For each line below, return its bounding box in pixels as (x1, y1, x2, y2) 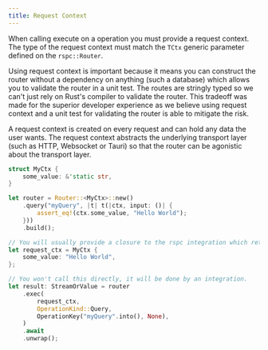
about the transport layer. (8, 149, 92, 159)
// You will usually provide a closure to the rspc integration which (8, 238, 248, 246)
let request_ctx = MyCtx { (8, 245, 98, 254)
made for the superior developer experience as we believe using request (8, 100, 247, 109)
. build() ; (22, 224, 56, 232)
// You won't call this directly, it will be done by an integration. (8, 275, 248, 284)
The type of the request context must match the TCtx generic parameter (8, 42, 245, 52)
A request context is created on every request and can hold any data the (8, 124, 246, 133)
